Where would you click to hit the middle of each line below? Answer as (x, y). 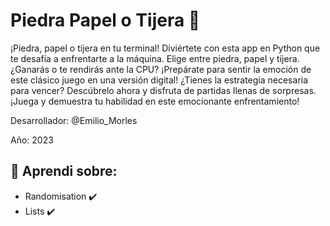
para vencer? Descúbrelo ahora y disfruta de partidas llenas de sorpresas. (163, 90)
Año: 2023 (32, 140)
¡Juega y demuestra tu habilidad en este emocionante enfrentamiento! (155, 101)
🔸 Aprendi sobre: (64, 171)
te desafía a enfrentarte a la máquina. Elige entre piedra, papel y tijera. (155, 58)
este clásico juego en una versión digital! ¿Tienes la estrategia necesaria (159, 80)
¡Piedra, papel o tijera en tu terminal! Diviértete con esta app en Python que (165, 48)
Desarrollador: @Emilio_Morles (74, 120)
